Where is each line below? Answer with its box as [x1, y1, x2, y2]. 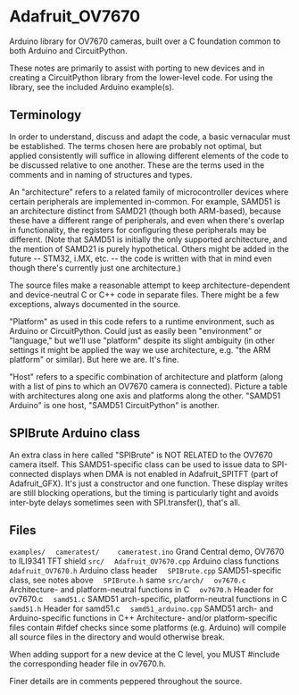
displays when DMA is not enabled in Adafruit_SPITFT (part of [50, 468, 278, 479]
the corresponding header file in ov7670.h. [9, 658, 167, 669]
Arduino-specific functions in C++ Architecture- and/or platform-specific [9, 613, 278, 624]
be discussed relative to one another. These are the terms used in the [9, 159, 265, 171]
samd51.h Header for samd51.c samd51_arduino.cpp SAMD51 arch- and [9, 603, 274, 614]
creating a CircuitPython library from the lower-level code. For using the [9, 71, 274, 82]
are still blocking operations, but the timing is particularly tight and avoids [9, 487, 279, 498]
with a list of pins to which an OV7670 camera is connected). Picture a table [9, 381, 288, 391]
